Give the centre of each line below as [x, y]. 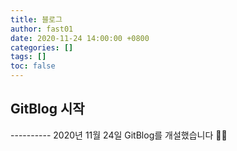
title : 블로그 [36, 19]
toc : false [33, 66]
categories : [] [42, 47]
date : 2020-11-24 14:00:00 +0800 [80, 38]
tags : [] [28, 57]
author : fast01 [42, 29]
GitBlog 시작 [47, 109]
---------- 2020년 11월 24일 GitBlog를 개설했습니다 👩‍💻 [119, 135]
